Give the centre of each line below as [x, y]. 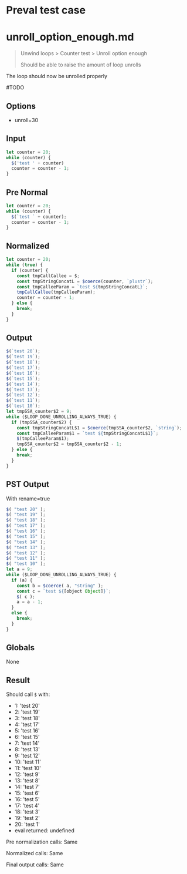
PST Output [28, 484]
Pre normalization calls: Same [42, 842]
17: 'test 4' [27, 806]
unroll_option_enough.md [70, 37]
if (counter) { [30, 270]
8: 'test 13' [27, 749]
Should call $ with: [28, 694]
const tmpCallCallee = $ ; [48, 276]
